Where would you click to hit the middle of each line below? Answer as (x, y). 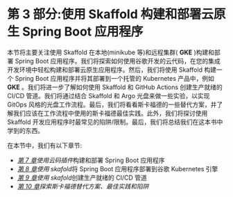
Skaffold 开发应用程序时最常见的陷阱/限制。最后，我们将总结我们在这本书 (112, 122)
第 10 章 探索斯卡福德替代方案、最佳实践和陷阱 (83, 186)
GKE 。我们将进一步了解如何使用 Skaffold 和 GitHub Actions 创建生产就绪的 (115, 87)
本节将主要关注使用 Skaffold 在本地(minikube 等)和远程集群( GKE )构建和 (111, 52)
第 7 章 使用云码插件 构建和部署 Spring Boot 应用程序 (91, 160)
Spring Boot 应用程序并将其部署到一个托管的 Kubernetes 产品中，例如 (115, 78)
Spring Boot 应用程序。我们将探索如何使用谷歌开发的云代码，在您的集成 (118, 61)
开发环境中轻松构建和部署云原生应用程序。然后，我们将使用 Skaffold (105, 70)
